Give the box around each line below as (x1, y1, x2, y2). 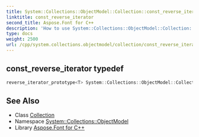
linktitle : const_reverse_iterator (6, 14, 94, 20)
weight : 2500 (6, 36, 38, 42)
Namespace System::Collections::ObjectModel (14, 118, 129, 125)
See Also (6, 95, 40, 106)
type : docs (6, 31, 33, 37)
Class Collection (14, 111, 55, 119)
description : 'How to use (6, 25, 70, 31)
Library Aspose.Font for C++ (14, 124, 85, 131)
